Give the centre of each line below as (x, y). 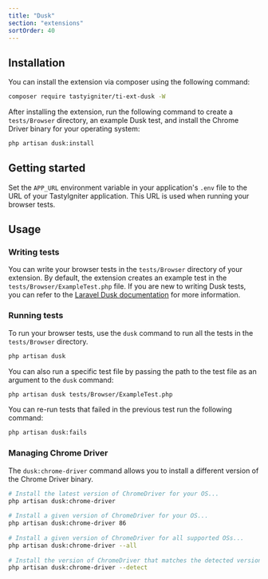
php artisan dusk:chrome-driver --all (73, 546)
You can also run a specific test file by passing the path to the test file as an (132, 371)
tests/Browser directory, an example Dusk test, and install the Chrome (124, 120)
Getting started (47, 168)
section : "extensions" (46, 23)
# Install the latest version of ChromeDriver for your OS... (114, 494)
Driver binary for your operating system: (74, 129)
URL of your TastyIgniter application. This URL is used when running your (129, 195)
